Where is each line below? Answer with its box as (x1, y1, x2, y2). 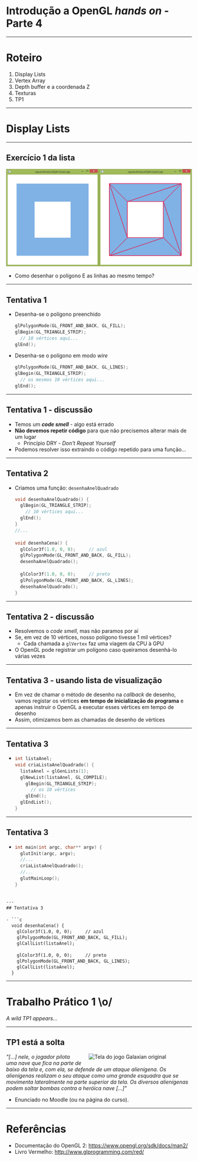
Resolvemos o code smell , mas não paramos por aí (14, 628, 138, 635)
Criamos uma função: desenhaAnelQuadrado (14, 484, 119, 491)
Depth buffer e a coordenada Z (14, 83, 90, 90)
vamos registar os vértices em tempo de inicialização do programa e (14, 697, 184, 704)
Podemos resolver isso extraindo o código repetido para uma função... (14, 445, 187, 453)
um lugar (14, 433, 37, 440)
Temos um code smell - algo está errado (14, 421, 114, 428)
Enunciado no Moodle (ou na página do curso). (14, 1096, 129, 1103)
